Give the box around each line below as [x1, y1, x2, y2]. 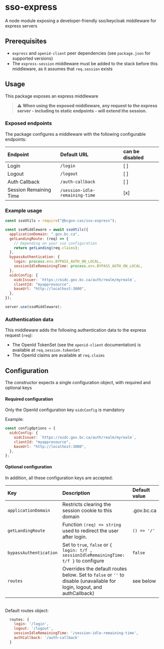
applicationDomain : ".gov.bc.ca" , [9, 232, 80, 236]
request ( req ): [5, 333, 33, 338]
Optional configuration [5, 464, 52, 469]
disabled [123, 154, 144, 161]
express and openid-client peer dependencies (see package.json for [12, 50, 151, 56]
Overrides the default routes [62, 565, 127, 572]
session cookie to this [62, 507, 112, 514]
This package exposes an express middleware [5, 93, 99, 99]
